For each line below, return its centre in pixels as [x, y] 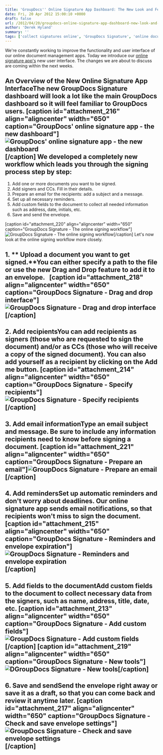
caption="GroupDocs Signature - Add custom [76, 624]
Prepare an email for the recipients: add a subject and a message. [78, 194]
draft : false [18, 18]
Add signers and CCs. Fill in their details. [53, 189]
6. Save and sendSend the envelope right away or [81, 686]
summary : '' [17, 32]
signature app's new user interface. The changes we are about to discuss [79, 61]
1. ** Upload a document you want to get [67, 255]
